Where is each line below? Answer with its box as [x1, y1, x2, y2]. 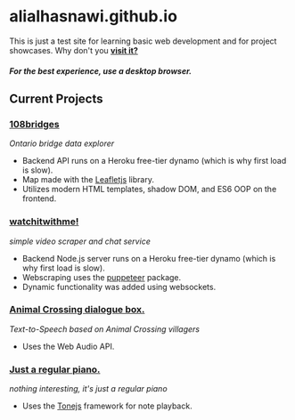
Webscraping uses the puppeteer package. [21, 271, 182, 282]
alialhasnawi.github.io [9, 6, 178, 27]
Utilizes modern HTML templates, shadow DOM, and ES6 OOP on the [21, 184, 277, 195]
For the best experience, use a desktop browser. [9, 65, 193, 77]
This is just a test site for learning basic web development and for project [9, 36, 277, 46]
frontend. [21, 193, 57, 204]
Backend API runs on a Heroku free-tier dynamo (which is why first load [21, 156, 287, 166]
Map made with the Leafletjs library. [21, 174, 154, 185]
